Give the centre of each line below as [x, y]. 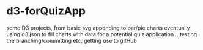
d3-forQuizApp [46, 11]
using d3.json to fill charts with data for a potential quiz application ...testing [102, 34]
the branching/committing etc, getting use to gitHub [72, 40]
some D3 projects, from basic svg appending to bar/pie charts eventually [98, 28]
